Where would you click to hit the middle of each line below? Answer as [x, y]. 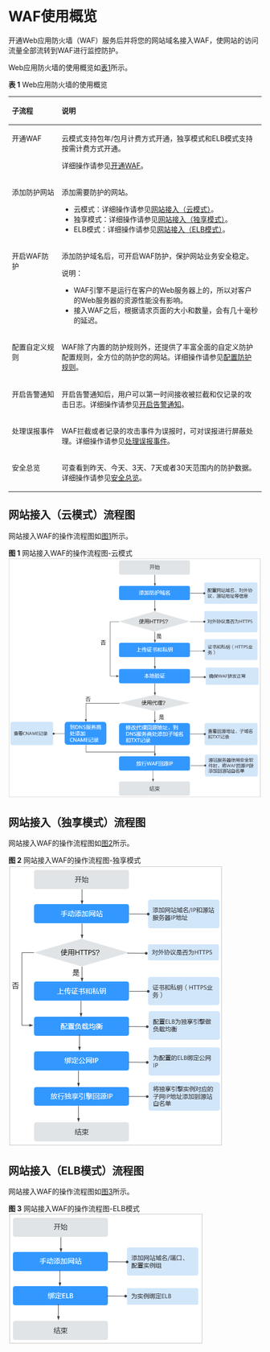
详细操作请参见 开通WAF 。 [105, 165]
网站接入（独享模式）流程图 [77, 822]
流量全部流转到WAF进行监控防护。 [65, 50]
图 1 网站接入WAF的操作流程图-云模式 [70, 553]
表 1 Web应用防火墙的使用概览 [58, 84]
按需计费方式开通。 [94, 148]
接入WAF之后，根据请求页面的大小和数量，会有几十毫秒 [166, 310]
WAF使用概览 [53, 16]
